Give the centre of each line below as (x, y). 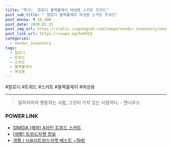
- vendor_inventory (31, 43)
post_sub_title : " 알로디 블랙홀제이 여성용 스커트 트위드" (61, 15)
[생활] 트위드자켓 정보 (34, 134)
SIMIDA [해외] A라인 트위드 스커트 (47, 128)
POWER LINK (22, 116)
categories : (18, 39)
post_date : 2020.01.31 (29, 24)
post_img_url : (20, 29)
